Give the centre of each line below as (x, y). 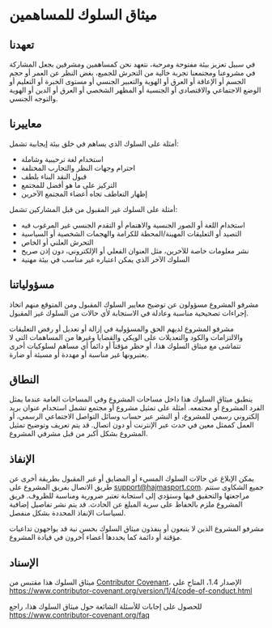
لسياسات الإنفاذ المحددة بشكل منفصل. (68, 513)
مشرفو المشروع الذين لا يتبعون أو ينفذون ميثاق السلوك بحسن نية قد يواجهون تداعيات (136, 528)
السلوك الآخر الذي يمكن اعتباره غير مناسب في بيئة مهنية (105, 259)
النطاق (24, 380)
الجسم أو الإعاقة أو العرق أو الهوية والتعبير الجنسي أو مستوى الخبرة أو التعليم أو (127, 81)
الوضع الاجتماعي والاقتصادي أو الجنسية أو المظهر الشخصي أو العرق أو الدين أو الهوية (135, 90)
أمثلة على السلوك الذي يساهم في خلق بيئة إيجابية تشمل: (94, 143)
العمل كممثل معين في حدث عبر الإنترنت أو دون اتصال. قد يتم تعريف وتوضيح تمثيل (132, 425)
